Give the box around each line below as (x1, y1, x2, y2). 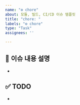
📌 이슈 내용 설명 (5, 54, 50, 63)
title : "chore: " (5, 16, 41, 21)
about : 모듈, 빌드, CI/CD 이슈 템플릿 (5, 12, 76, 17)
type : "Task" (5, 26, 32, 31)
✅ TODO (5, 83, 31, 91)
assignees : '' (5, 30, 35, 35)
